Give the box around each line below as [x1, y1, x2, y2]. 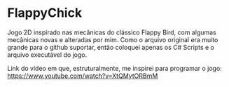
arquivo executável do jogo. [7, 51, 88, 59]
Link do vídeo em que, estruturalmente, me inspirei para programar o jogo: [7, 64, 222, 72]
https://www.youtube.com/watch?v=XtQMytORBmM [7, 72, 158, 80]
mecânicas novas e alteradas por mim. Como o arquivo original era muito [7, 35, 218, 43]
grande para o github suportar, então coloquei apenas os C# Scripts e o [7, 43, 215, 51]
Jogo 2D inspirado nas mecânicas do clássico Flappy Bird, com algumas [7, 28, 217, 36]
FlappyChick [7, 5, 83, 21]
